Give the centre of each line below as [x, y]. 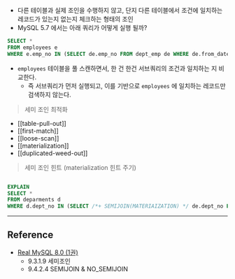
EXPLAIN [19, 187]
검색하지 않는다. [49, 94]
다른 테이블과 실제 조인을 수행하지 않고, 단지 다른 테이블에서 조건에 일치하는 [120, 10]
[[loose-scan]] [38, 138]
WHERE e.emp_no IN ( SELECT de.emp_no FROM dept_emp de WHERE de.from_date [119, 54]
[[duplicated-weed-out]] [52, 153]
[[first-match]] [38, 131]
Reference [30, 235]
